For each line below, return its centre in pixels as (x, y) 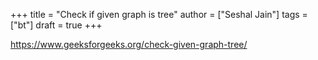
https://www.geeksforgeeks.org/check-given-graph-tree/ (129, 44)
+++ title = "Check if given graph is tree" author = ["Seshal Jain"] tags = (159, 14)
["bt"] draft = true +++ (56, 25)
